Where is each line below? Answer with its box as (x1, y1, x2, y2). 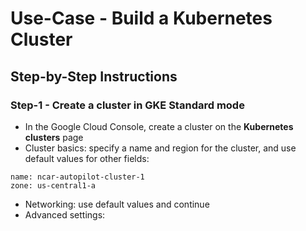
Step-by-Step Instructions (10, 68, 178, 85)
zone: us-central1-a (10, 180, 97, 191)
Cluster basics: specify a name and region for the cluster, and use (24, 142, 297, 154)
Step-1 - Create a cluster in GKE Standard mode (10, 98, 245, 112)
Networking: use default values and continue (24, 198, 210, 210)
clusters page (24, 131, 84, 143)
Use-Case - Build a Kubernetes (10, 7, 273, 30)
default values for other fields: (24, 152, 150, 164)
